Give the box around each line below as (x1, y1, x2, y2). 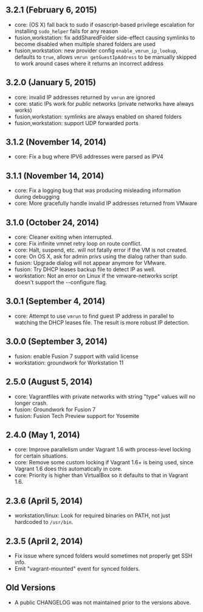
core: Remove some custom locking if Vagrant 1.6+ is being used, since (14, 459, 194, 466)
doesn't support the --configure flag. (14, 279, 108, 286)
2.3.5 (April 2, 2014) (5, 536, 83, 546)
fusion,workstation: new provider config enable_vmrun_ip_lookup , (14, 47, 177, 54)
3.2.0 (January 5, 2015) (5, 77, 97, 88)
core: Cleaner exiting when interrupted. (14, 233, 113, 241)
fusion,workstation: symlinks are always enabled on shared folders (14, 112, 182, 120)
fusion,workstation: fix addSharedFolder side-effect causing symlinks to (14, 33, 195, 41)
